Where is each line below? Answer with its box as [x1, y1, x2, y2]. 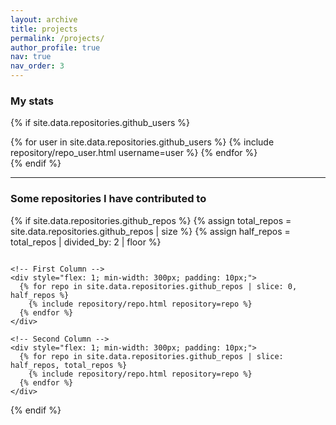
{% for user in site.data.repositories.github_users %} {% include [10, 136, 275, 148]
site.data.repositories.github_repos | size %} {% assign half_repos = [10, 225, 291, 237]
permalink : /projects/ [10, 33, 105, 43]
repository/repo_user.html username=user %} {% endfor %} [10, 147, 258, 159]
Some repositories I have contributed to [10, 192, 207, 206]
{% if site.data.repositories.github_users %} [10, 117, 190, 129]
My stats [10, 94, 54, 108]
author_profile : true [10, 42, 101, 53]
